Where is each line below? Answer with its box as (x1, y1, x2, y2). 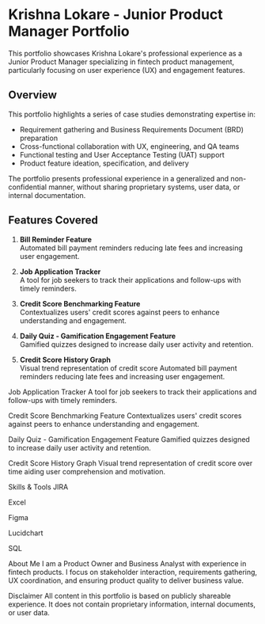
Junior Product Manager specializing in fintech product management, (8, 57, 235, 67)
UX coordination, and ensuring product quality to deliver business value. (8, 576, 244, 585)
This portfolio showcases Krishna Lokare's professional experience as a (8, 48, 243, 58)
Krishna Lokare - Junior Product (8, 6, 223, 24)
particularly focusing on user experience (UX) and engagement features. (8, 65, 245, 74)
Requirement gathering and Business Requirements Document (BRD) (19, 124, 244, 134)
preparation (19, 133, 58, 143)
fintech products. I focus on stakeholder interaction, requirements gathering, (8, 567, 258, 576)
